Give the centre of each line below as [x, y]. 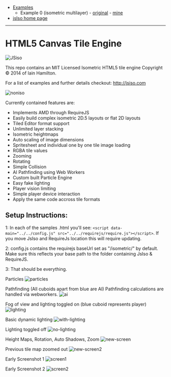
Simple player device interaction [46, 194]
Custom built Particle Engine [42, 178]
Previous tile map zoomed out [36, 349]
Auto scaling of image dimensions [48, 139]
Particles [15, 279]
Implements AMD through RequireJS [51, 112]
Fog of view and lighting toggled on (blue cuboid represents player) [76, 304]
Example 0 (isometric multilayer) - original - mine [72, 13]
